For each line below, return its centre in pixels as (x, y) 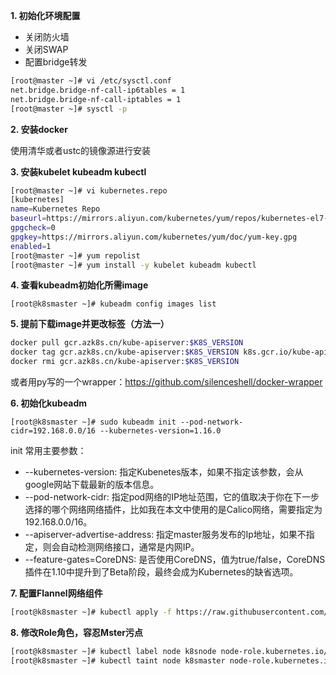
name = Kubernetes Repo (55, 209)
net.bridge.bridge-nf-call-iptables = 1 (96, 99)
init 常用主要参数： (48, 450)
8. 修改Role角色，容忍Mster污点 (77, 632)
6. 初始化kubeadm (49, 403)
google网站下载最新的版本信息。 (92, 484)
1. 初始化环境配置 (45, 15)
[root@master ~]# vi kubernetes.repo (89, 190)
